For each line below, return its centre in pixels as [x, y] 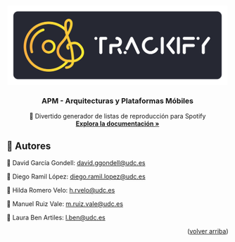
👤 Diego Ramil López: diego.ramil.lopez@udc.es [76, 176]
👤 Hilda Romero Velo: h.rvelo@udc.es [61, 190]
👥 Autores [29, 146]
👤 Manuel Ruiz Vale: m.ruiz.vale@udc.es [65, 204]
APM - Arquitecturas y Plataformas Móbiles [118, 101]
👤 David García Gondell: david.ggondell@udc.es [76, 163]
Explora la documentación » [118, 123]
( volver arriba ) [208, 231]
